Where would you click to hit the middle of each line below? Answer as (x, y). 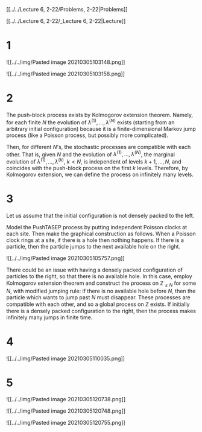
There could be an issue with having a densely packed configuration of (94, 270)
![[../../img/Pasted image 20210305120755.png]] (66, 423)
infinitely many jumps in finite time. (49, 317)
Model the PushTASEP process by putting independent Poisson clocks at (97, 227)
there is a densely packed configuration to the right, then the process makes (101, 311)
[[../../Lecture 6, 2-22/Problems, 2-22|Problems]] (67, 9)
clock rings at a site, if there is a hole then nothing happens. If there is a (95, 240)
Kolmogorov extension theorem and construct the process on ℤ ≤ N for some (101, 284)
